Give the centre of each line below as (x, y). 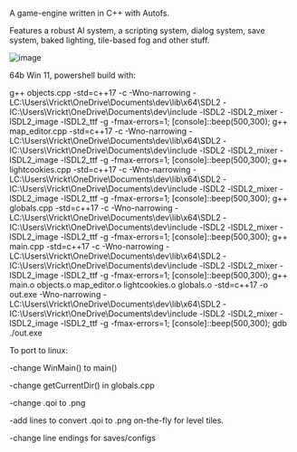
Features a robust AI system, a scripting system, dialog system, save (137, 30)
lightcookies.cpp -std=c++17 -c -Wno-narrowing (100, 169)
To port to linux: (39, 350)
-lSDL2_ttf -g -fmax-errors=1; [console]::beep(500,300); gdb (174, 323)
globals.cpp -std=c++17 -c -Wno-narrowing (91, 208)
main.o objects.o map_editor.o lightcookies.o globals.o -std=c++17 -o (139, 285)
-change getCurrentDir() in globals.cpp (82, 385)
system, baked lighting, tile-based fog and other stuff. (110, 40)
